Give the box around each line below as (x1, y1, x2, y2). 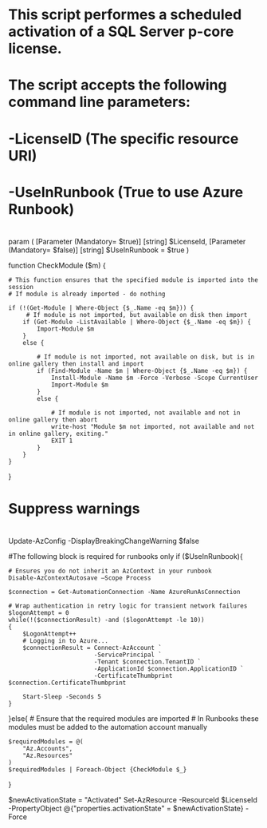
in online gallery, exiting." (8, 430, 109, 438)
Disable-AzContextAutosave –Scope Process (8, 574, 151, 582)
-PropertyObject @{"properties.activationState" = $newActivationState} (8, 804, 245, 814)
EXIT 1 (50, 437, 73, 445)
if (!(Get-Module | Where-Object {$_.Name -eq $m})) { (8, 303, 194, 312)
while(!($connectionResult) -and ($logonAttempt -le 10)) (8, 616, 205, 624)
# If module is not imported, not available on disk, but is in (37, 353, 255, 361)
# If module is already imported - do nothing (8, 290, 166, 298)
